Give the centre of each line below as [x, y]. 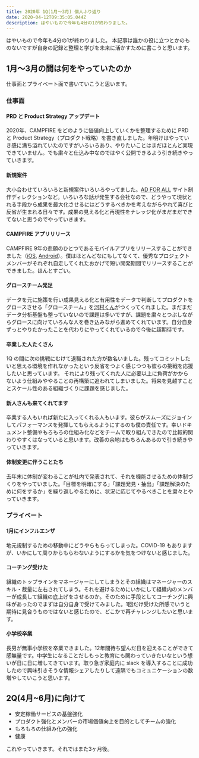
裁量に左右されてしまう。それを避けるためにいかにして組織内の [99, 589]
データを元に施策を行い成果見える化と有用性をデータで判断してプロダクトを [100, 300]
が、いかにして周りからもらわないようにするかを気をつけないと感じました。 [100, 553]
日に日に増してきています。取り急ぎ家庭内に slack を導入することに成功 [105, 663]
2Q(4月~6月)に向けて [46, 698]
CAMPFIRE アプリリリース [39, 234]
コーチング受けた [27, 567]
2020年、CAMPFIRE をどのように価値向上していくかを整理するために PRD [97, 130]
